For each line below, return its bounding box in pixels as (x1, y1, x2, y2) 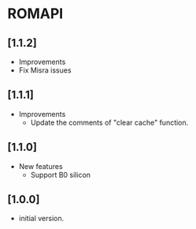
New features (18, 161, 64, 171)
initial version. (18, 214, 65, 223)
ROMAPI (7, 5, 64, 23)
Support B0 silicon (30, 170, 91, 179)
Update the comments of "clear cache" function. (30, 118, 189, 127)
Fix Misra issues (18, 66, 72, 75)
